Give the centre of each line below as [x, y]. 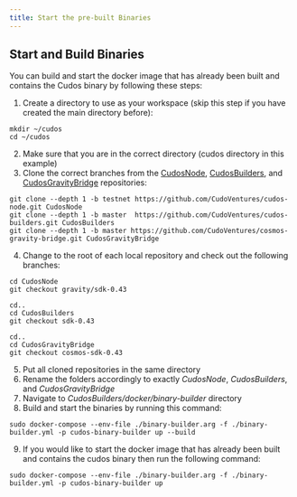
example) [40, 164]
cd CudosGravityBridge [52, 345]
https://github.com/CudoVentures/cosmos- [209, 231]
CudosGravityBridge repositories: [84, 183]
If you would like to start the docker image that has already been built [151, 449]
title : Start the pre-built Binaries [80, 18]
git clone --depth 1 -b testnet [70, 200]
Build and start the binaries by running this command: [122, 408]
